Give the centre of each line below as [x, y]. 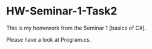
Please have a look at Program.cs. [49, 39]
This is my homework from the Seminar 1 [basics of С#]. [76, 28]
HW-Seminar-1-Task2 [62, 11]
